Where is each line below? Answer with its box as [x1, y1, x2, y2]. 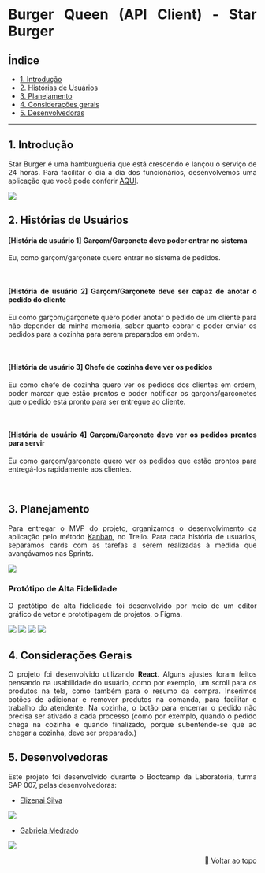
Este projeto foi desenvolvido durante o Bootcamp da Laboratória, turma [8, 771, 257, 782]
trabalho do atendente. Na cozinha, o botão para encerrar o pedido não [8, 703, 257, 712]
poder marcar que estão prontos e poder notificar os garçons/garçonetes [8, 388, 257, 397]
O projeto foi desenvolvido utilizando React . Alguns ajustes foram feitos [8, 669, 257, 679]
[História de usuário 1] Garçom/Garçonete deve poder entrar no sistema [8, 235, 248, 245]
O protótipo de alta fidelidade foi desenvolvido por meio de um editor [8, 601, 257, 610]
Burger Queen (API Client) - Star [8, 6, 257, 24]
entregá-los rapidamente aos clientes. [8, 464, 132, 474]
